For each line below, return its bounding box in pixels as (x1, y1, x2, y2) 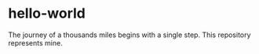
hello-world (8, 5, 86, 22)
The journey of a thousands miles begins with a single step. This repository (8, 30, 251, 39)
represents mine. (8, 38, 63, 47)
